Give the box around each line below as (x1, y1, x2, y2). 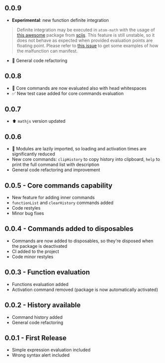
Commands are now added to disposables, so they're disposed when (11, 238, 154, 244)
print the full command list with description (11, 161, 100, 168)
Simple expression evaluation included (11, 347, 91, 353)
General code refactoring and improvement (11, 167, 100, 173)
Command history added (11, 314, 63, 320)
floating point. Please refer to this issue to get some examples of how (16, 42, 159, 49)
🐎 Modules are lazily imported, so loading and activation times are (11, 146, 147, 152)
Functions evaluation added (11, 281, 69, 287)
